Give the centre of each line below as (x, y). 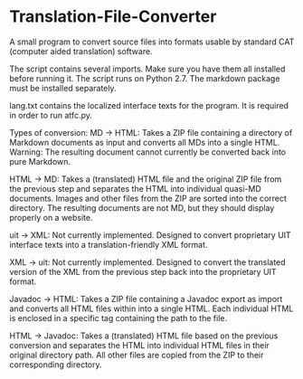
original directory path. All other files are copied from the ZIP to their (137, 355)
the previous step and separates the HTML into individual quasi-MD (135, 188)
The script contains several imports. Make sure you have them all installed (147, 69)
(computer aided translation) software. (81, 51)
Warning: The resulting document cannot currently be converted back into (148, 152)
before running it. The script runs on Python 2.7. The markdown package (145, 78)
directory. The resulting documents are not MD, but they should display (142, 208)
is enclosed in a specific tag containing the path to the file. (118, 317)
